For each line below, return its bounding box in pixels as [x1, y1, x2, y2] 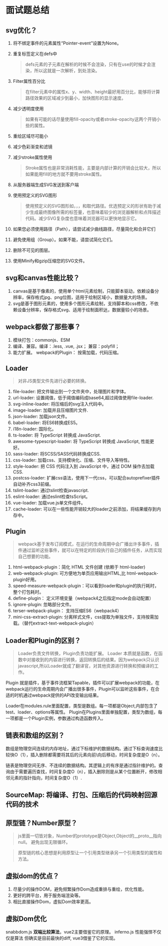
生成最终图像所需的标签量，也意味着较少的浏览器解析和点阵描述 [29, 209, 161, 215]
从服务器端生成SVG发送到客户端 [12, 182, 79, 188]
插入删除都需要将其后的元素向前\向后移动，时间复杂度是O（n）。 [30, 751, 163, 757]
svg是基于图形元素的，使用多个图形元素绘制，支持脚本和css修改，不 [12, 300, 155, 306]
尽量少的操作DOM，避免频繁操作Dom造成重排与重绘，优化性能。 [12, 886, 147, 892]
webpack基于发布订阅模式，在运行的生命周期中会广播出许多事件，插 [17, 541, 159, 547]
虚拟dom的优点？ [5, 872, 59, 881]
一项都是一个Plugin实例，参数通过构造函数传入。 [5, 715, 106, 721]
